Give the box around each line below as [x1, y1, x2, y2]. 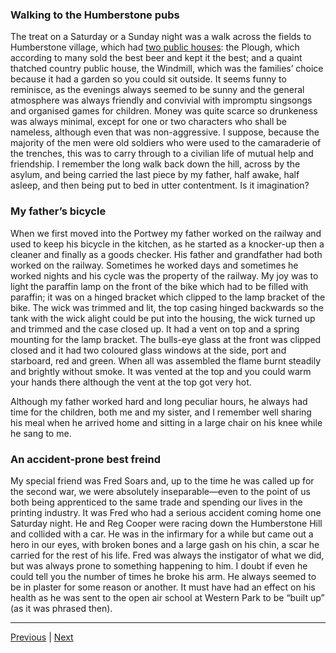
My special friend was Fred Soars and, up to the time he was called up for [10, 474, 315, 487]
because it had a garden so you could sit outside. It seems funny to [10, 73, 287, 85]
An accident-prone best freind [10, 452, 162, 466]
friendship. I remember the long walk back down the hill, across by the [10, 158, 301, 170]
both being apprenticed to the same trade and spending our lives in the [10, 496, 303, 508]
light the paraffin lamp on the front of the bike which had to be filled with [10, 280, 309, 292]
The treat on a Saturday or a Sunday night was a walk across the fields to [10, 31, 312, 43]
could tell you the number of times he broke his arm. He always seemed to [10, 570, 317, 582]
